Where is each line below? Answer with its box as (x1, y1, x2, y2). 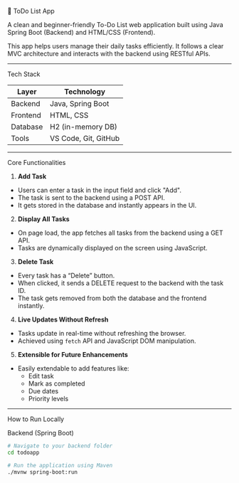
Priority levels (28, 395, 69, 403)
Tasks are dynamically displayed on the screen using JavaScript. (17, 244, 208, 252)
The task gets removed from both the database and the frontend (17, 294, 207, 302)
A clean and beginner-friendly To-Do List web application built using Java (7, 21, 223, 28)
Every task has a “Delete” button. (17, 271, 115, 280)
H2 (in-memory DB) (49, 122, 117, 132)
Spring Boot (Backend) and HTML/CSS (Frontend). (7, 28, 156, 36)
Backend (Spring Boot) (7, 429, 75, 437)
